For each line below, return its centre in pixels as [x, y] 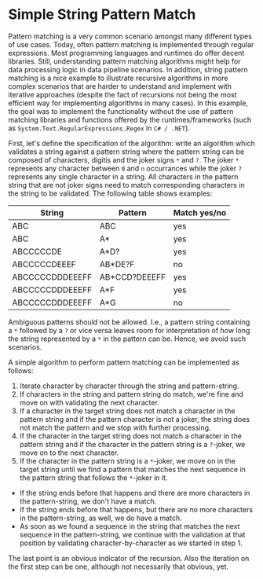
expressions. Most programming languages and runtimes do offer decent [126, 53]
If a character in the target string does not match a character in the [127, 411]
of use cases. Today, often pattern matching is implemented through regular [131, 44]
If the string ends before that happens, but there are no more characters [136, 509]
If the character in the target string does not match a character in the [130, 436]
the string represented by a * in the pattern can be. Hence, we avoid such [127, 339]
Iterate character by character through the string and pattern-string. [129, 386]
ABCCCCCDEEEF [44, 264]
